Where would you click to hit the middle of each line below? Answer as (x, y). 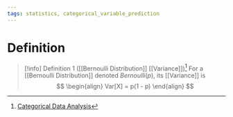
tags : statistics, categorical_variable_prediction (83, 13)
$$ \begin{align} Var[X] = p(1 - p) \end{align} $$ (125, 87)
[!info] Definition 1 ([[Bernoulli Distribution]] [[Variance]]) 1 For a (113, 68)
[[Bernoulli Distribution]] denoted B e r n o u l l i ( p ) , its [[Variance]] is (115, 75)
